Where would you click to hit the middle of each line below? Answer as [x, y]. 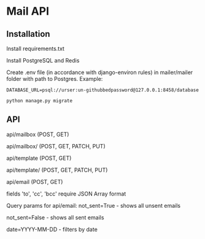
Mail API [28, 11]
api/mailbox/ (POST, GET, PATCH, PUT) [56, 146]
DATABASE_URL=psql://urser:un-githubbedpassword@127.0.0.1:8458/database [103, 90]
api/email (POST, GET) [35, 181]
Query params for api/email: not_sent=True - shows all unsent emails [94, 205]
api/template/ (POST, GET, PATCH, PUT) [57, 170]
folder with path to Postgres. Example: [55, 79]
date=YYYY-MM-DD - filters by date [52, 229]
